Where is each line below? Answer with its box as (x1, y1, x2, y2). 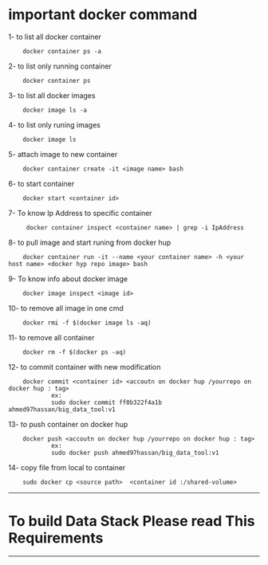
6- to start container (8, 179, 75, 188)
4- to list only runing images (8, 120, 101, 129)
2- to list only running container (8, 61, 112, 71)
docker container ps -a (22, 47, 102, 55)
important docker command (8, 6, 198, 24)
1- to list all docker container (8, 32, 102, 41)
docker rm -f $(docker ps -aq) (22, 348, 127, 356)
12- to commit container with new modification (8, 362, 161, 371)
